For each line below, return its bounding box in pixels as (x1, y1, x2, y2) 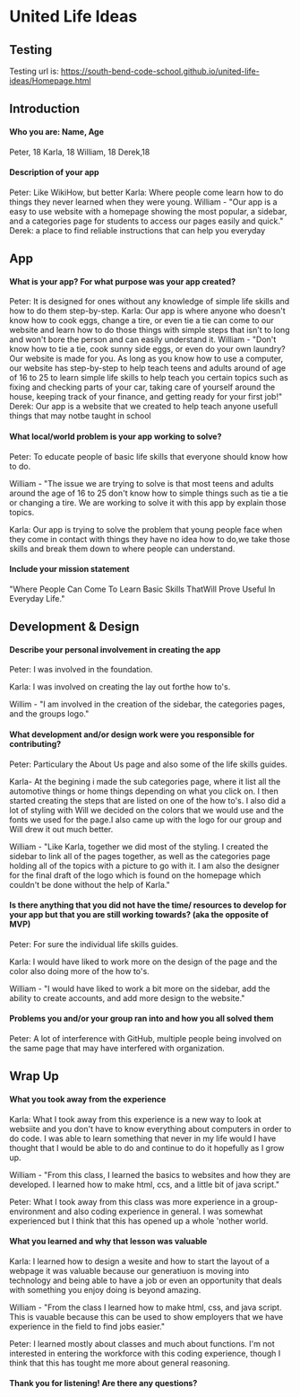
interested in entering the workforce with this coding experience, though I (9, 1348, 281, 1358)
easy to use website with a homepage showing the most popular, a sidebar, (9, 206, 287, 216)
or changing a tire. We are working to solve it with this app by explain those (9, 496, 287, 508)
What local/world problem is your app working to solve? (9, 431, 222, 442)
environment (9, 1206, 56, 1217)
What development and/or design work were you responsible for (9, 729, 255, 740)
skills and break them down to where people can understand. (9, 543, 236, 554)
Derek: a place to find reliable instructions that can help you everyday (9, 224, 266, 235)
